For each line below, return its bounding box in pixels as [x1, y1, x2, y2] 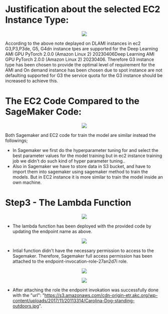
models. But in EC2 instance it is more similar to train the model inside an [12, 174, 163, 180]
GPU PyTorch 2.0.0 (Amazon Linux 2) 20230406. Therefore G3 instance [5, 56, 154, 62]
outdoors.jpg [12, 303, 39, 309]
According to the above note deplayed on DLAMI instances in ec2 [5, 40, 141, 46]
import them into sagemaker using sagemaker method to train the [12, 169, 148, 175]
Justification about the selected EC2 [5, 4, 160, 15]
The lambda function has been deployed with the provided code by [12, 223, 151, 229]
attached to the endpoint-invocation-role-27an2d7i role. [12, 258, 128, 264]
